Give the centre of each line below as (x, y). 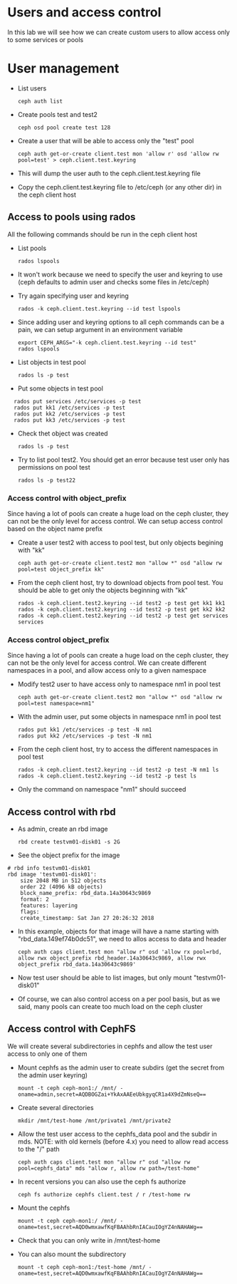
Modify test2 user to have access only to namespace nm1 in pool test (119, 684)
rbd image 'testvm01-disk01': (52, 875)
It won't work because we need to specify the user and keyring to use (120, 274)
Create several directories (56, 1107)
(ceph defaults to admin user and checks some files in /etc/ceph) (114, 281)
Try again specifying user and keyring (73, 296)
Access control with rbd (62, 812)
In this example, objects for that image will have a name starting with (118, 931)
